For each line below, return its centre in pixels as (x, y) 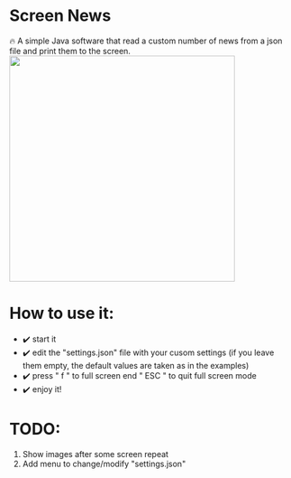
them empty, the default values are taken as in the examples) (136, 365)
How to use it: (62, 314)
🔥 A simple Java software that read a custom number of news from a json (146, 41)
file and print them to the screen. (70, 51)
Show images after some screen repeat (95, 454)
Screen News (60, 16)
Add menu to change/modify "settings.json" (104, 464)
